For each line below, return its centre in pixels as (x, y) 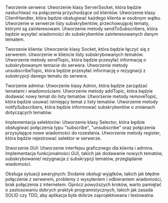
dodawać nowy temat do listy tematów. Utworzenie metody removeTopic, (81, 96)
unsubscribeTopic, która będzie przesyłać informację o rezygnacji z (75, 71)
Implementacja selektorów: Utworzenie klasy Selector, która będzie (75, 122)
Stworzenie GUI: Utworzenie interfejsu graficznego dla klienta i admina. (79, 148)
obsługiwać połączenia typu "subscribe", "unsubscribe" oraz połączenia (80, 127)
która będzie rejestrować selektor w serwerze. (53, 138)
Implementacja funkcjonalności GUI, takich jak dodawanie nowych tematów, (84, 153)
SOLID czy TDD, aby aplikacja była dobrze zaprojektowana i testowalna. (80, 195)
